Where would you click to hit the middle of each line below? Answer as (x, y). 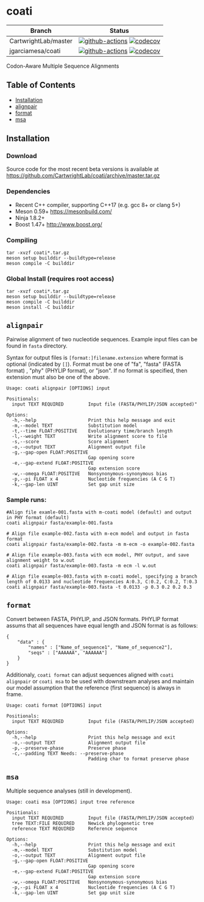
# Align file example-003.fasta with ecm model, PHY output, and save (98, 555)
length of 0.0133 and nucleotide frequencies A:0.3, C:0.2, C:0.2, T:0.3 (102, 582)
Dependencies (28, 192)
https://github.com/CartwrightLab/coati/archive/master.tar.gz (83, 176)
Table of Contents (41, 85)
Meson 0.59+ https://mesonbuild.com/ (64, 211)
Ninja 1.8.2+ (30, 217)
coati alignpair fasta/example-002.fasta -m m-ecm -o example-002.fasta (100, 545)
